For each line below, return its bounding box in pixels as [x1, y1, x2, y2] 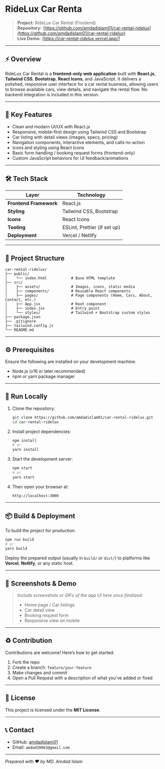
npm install [12, 438, 37, 443]
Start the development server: [12, 456, 73, 462]
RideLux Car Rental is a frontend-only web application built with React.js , [5, 71, 156, 76]
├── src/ [5, 280, 23, 285]
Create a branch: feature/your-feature [12, 664, 92, 670]
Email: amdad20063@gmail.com [12, 744, 70, 750]
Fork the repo [12, 659, 40, 665]
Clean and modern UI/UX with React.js [12, 123, 90, 129]
